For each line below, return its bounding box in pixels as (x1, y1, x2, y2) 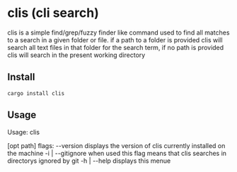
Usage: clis (7, 128, 40, 136)
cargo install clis (7, 90, 65, 97)
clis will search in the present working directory (7, 51, 146, 59)
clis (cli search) (7, 5, 99, 21)
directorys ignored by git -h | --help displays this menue (7, 156, 171, 165)
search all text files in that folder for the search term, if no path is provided (7, 43, 224, 51)
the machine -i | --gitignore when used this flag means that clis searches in (7, 149, 227, 157)
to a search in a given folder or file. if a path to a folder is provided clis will (7, 35, 223, 44)
